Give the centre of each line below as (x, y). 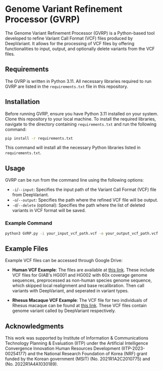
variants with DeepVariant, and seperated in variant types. (71, 291)
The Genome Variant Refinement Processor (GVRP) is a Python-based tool (80, 33)
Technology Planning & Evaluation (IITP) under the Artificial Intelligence (77, 343)
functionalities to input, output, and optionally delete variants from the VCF (80, 49)
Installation (22, 102)
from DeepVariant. (31, 195)
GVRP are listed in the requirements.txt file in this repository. (67, 86)
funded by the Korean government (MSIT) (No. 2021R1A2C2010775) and (78, 359)
